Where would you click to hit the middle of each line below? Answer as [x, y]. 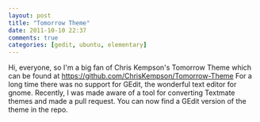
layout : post [30, 15]
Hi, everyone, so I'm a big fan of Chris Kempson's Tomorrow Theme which [130, 67]
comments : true [33, 38]
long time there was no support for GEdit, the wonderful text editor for [122, 85]
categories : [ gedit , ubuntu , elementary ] [78, 45]
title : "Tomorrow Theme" [49, 23]
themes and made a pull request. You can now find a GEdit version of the [128, 101]
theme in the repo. [38, 110]
